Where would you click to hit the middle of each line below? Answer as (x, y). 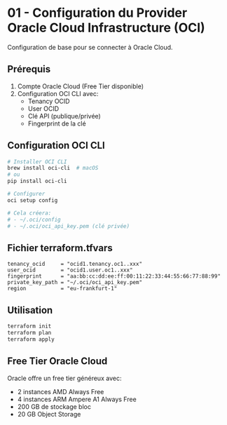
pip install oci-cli (37, 181)
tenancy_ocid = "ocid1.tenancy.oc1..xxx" (75, 264)
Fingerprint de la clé (57, 123)
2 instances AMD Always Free (61, 391)
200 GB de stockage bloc (54, 406)
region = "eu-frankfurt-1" (62, 289)
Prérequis (29, 69)
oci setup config (33, 200)
